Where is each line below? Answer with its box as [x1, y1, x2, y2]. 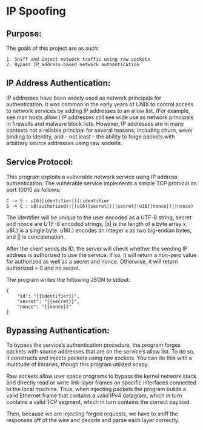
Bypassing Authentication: [6, 326, 110, 336]
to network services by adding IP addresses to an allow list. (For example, [6, 107, 190, 114]
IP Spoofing [6, 4, 67, 18]
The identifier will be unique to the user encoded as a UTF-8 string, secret [6, 214, 192, 221]
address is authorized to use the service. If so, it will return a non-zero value [6, 251, 197, 259]
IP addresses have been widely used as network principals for [6, 94, 162, 101]
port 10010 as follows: [6, 186, 61, 193]
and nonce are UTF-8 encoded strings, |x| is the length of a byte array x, [6, 220, 188, 227]
